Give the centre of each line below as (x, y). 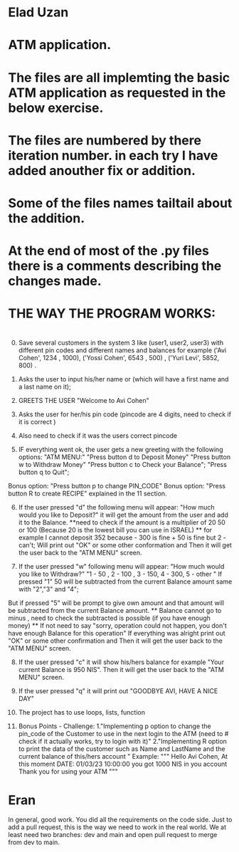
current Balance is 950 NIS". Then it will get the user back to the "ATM (121, 669)
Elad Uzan (38, 12)
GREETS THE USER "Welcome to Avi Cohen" (84, 400)
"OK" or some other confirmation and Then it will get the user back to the (115, 641)
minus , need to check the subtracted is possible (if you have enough (109, 618)
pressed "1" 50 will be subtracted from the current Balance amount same (125, 582)
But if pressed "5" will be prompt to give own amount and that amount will (116, 603)
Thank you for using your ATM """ (68, 771)
